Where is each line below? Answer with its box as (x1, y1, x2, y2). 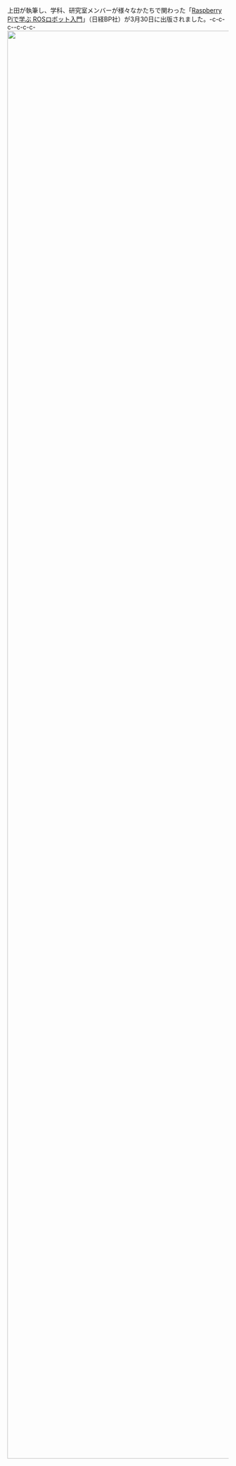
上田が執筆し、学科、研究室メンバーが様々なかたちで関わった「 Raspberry (7, 6, 223, 14)
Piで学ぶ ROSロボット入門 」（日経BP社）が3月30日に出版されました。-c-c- (7, 15, 225, 23)
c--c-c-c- (7, 23, 37, 31)
